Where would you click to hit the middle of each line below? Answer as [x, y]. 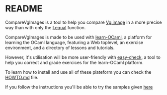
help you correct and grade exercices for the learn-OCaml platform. [74, 62]
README [24, 9]
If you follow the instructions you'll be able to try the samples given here [79, 87]
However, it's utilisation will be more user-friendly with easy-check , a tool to [83, 57]
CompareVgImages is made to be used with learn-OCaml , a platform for [79, 37]
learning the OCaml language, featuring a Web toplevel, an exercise [74, 42]
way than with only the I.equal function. [45, 27]
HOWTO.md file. [22, 77]
